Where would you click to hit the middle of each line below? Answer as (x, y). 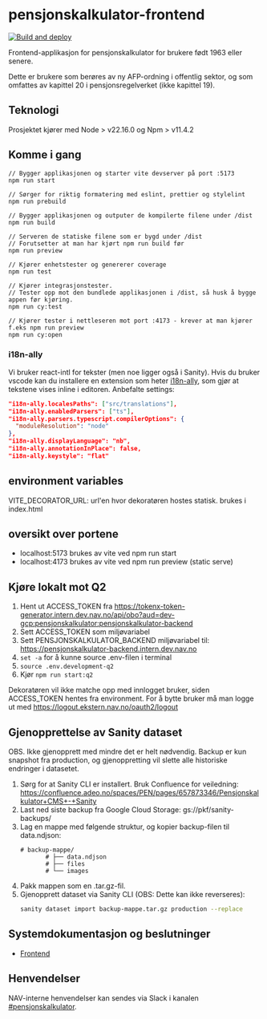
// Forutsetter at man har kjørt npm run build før (96, 243)
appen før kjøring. (41, 299)
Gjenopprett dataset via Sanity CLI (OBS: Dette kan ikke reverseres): (132, 895)
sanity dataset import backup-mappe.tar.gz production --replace (131, 909)
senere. (21, 61)
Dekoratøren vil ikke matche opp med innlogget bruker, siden (109, 690)
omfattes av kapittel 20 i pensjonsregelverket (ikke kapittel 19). (111, 85)
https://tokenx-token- (150, 606)
